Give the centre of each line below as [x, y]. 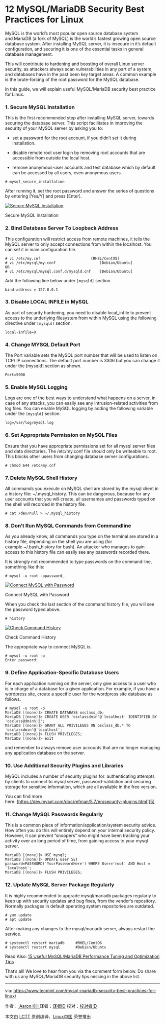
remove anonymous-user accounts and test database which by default [84, 168]
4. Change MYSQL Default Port [43, 344]
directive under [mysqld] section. [39, 323]
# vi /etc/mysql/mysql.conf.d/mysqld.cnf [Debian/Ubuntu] [69, 271]
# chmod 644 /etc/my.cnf [30, 465]
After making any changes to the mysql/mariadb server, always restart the [80, 928]
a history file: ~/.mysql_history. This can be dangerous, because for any [78, 494]
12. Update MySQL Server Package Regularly [60, 885]
